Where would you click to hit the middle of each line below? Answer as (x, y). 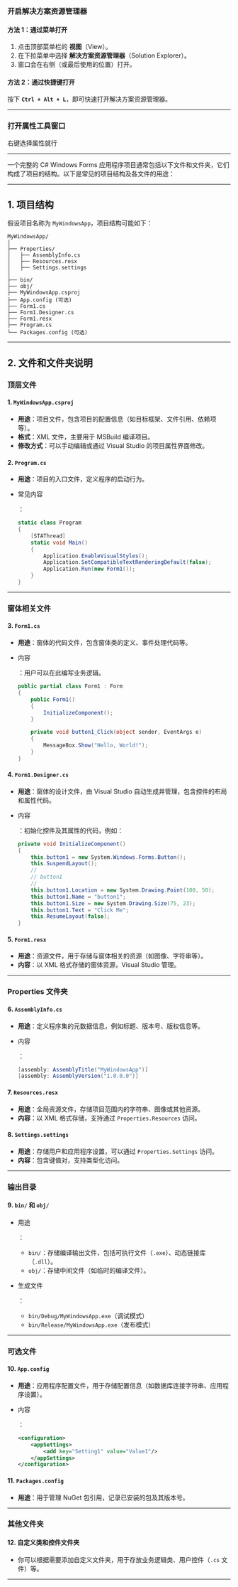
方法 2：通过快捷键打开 (41, 82)
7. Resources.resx (33, 1092)
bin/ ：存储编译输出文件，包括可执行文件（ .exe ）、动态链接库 (117, 1252)
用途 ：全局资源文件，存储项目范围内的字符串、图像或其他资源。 (110, 1109)
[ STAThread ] (48, 536)
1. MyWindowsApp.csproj (41, 402)
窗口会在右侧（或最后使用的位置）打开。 (76, 65)
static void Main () (59, 543)
